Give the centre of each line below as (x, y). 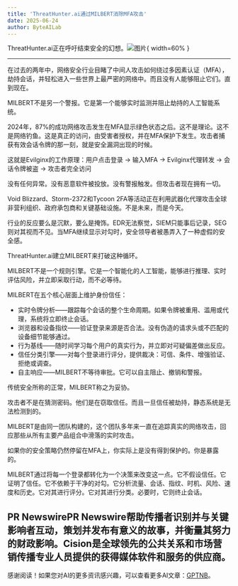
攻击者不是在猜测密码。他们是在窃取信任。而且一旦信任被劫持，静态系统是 (116, 403)
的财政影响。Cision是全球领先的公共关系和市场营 (115, 544)
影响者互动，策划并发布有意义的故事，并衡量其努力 (119, 530)
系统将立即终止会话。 (61, 319)
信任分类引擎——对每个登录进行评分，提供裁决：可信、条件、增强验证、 (123, 355)
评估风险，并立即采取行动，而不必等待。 (66, 280)
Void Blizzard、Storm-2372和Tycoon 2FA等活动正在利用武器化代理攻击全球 (117, 199)
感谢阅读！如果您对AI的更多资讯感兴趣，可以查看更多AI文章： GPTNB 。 (111, 575)
